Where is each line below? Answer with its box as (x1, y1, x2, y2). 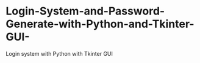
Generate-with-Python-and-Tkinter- (5, 17, 195, 31)
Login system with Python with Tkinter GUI (5, 50, 113, 57)
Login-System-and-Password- (5, 4, 165, 18)
